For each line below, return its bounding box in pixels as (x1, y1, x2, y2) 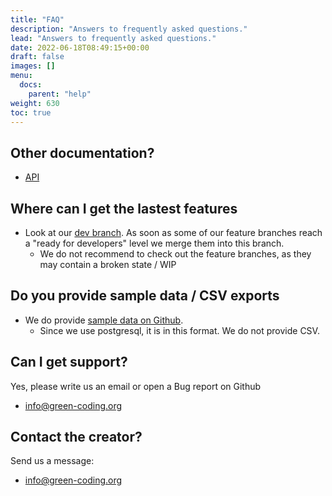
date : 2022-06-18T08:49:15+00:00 (10, 42, 150, 53)
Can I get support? (10, 354, 128, 371)
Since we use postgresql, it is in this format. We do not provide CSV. (39, 324, 320, 336)
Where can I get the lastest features (10, 200, 238, 217)
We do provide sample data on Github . (24, 314, 184, 326)
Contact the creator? (10, 429, 143, 446)
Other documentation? (10, 144, 155, 161)
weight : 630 (10, 98, 60, 108)
